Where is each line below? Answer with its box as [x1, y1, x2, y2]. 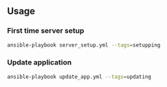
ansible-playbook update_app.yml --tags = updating [7, 73, 152, 80]
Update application [7, 58, 72, 67]
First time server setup [7, 26, 84, 36]
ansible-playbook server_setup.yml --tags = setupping [7, 41, 161, 49]
